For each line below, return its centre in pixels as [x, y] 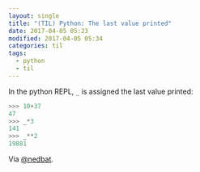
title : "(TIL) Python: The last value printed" [90, 23]
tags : [17, 53]
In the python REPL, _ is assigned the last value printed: [101, 91]
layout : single [34, 16]
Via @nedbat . [31, 159]
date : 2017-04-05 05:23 [49, 31]
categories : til [36, 46]
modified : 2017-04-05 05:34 [56, 38]
